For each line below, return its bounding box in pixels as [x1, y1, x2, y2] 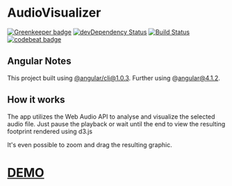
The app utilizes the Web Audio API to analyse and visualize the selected [7, 112, 215, 121]
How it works [7, 94, 65, 105]
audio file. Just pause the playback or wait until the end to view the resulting [7, 119, 226, 128]
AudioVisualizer [7, 5, 101, 21]
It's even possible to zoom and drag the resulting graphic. [7, 140, 172, 149]
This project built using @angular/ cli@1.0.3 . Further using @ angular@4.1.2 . [7, 74, 220, 82]
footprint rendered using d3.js [7, 127, 92, 135]
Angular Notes [7, 56, 72, 67]
